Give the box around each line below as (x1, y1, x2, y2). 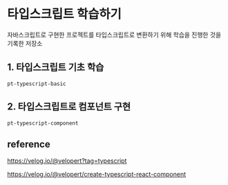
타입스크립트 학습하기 (7, 6, 122, 22)
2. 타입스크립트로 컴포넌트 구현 (7, 101, 131, 113)
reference (7, 138, 50, 150)
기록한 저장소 (7, 39, 43, 47)
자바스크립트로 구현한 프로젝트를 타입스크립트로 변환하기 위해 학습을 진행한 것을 (7, 30, 222, 39)
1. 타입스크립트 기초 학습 (7, 62, 104, 73)
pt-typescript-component (7, 119, 79, 127)
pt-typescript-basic (7, 80, 67, 87)
